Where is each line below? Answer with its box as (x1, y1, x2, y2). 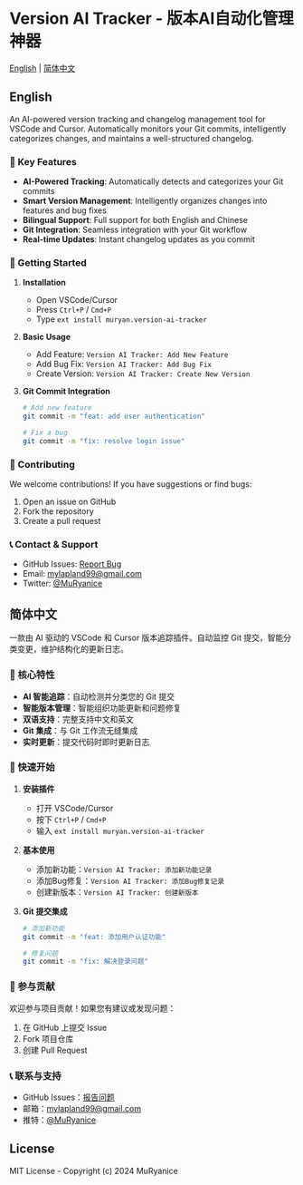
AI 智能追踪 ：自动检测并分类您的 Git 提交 (22, 691, 175, 702)
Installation (22, 277, 66, 288)
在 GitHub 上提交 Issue (22, 1022, 108, 1033)
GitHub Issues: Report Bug (22, 559, 122, 569)
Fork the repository (22, 506, 95, 517)
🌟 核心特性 (9, 668, 56, 681)
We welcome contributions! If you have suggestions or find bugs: (9, 479, 252, 490)
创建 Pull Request (22, 1044, 88, 1055)
